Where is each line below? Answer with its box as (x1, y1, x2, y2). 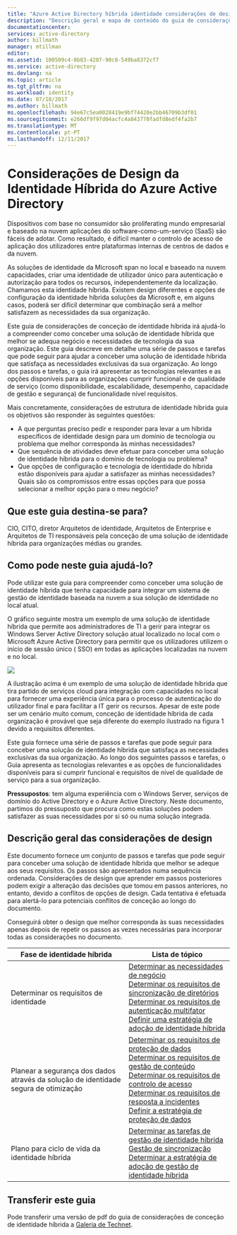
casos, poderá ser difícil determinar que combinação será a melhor (7, 301, 202, 309)
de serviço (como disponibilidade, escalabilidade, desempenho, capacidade (7, 382, 229, 391)
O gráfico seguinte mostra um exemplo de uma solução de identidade (7, 614, 210, 623)
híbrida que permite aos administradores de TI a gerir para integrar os (7, 622, 210, 631)
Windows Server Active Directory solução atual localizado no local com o (7, 629, 221, 638)
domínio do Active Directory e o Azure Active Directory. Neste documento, (7, 797, 224, 805)
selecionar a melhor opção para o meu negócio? (17, 485, 159, 493)
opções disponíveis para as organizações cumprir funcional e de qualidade (7, 374, 226, 383)
